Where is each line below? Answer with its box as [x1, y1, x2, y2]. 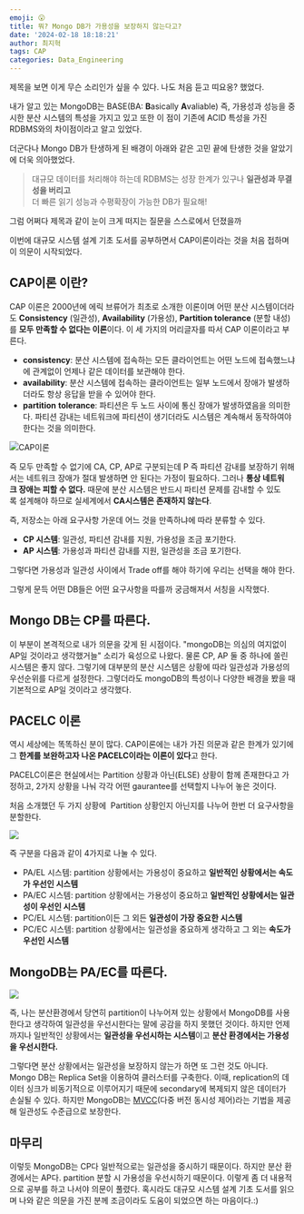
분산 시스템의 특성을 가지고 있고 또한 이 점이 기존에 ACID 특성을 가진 [25, 113, 268, 123]
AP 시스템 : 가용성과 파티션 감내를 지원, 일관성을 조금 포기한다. [22, 545, 242, 556]
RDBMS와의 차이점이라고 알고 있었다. [9, 123, 142, 134]
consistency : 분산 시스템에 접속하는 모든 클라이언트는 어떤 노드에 [22, 354, 257, 365]
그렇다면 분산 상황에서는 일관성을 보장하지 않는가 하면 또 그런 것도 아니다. [9, 1061, 269, 1071]
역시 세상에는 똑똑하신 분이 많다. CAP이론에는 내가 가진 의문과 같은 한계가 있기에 [9, 739, 294, 750]
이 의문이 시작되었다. [9, 246, 83, 257]
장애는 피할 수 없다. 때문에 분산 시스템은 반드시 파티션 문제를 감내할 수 [18, 483, 265, 495]
